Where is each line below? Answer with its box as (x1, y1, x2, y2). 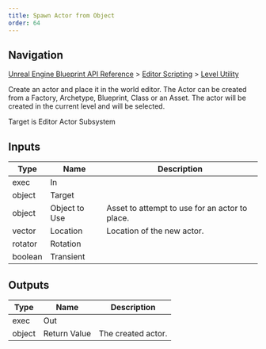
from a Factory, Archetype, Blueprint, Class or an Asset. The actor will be (8, 93, 247, 103)
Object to (50, 203, 85, 214)
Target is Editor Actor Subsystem (8, 117, 116, 127)
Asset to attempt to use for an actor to (106, 203, 248, 214)
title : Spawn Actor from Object (8, 11, 115, 20)
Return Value (43, 328, 91, 339)
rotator (12, 239, 38, 250)
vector (12, 225, 36, 236)
